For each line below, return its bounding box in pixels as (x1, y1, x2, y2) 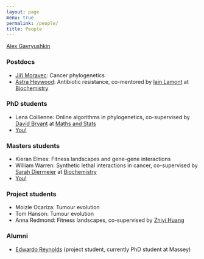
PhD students (6, 100, 47, 108)
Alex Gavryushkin (6, 43, 51, 50)
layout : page (6, 9, 40, 15)
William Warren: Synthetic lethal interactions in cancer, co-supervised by (15, 162, 198, 169)
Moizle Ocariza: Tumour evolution (15, 204, 100, 211)
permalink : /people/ (6, 20, 59, 26)
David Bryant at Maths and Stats (15, 120, 96, 127)
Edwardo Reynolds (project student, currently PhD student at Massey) (15, 246, 191, 253)
